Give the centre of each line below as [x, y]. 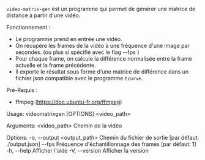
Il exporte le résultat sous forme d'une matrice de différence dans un [102, 72]
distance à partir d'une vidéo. [43, 15]
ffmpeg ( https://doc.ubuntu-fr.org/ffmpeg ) [69, 102]
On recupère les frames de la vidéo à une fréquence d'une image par [102, 46]
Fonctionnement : [28, 27]
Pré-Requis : [22, 90]
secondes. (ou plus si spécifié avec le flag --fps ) [77, 52]
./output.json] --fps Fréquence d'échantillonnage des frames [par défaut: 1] [102, 144]
